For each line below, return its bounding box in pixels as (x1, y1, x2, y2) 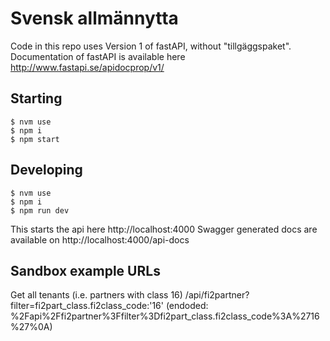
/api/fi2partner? (184, 289, 250, 301)
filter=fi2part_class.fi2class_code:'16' (10, 300, 164, 312)
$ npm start (10, 134, 60, 144)
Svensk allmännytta (10, 7, 179, 30)
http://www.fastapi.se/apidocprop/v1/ (10, 61, 165, 73)
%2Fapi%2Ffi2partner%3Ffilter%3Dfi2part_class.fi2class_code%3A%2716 (10, 310, 320, 322)
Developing (10, 162, 83, 179)
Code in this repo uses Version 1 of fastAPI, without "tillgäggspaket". (10, 40, 292, 52)
